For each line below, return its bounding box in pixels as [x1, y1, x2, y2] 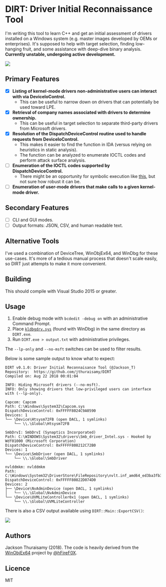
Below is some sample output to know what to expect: [5, 356, 115, 362]
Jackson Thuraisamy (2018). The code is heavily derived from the [5, 545, 139, 550]
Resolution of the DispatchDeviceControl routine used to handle [12, 130, 147, 136]
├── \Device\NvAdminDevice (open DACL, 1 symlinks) [5, 486, 114, 491]
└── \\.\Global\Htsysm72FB [14, 421, 70, 426]
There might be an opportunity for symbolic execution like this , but [19, 173, 156, 179]
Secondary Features [5, 204, 69, 212]
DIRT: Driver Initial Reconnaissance [5, 3, 153, 15]
